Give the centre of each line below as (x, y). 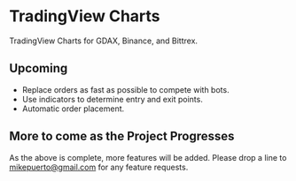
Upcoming (39, 68)
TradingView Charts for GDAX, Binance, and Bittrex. (103, 41)
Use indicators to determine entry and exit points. (113, 99)
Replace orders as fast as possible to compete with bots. (125, 89)
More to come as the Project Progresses (122, 136)
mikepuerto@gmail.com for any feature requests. (99, 167)
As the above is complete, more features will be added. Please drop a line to (148, 157)
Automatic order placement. (73, 109)
